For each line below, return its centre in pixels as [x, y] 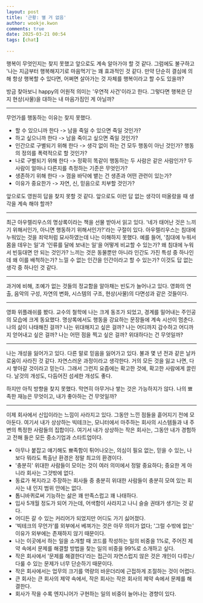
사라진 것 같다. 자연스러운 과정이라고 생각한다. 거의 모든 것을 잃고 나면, [105, 361]
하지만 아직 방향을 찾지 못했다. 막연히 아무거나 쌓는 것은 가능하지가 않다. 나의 [96, 389]
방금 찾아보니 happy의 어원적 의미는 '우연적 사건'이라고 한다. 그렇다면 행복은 [96, 91]
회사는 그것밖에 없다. [51, 472]
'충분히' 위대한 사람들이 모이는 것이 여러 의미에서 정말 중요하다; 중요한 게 [100, 465]
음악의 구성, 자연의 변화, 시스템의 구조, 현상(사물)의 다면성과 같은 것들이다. [101, 293]
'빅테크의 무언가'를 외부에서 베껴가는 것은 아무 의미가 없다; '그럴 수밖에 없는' [105, 526]
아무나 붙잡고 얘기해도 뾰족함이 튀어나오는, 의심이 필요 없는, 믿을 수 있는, [100, 450]
